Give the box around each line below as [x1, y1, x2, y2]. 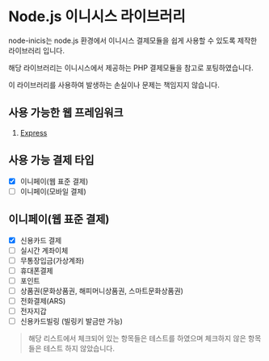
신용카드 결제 [19, 235, 62, 245]
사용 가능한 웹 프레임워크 [8, 106, 124, 120]
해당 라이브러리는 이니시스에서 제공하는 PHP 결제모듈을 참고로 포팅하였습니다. [8, 62, 254, 73]
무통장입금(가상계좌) [19, 255, 85, 265]
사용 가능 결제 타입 [8, 153, 95, 167]
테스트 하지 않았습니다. [43, 344, 116, 354]
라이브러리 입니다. [8, 45, 65, 55]
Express [19, 128, 48, 137]
